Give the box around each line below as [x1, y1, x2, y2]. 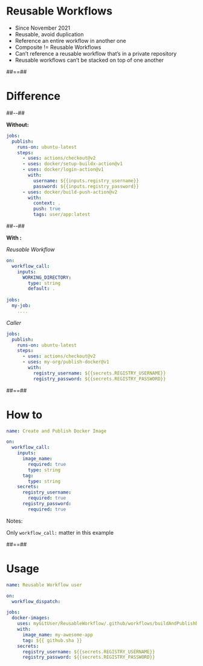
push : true [33, 206, 61, 212]
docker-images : [11, 615, 50, 621]
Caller [6, 319, 21, 326]
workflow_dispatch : [11, 598, 61, 604]
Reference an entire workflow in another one [14, 37, 126, 44]
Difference [6, 90, 60, 103]
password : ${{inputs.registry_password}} [33, 183, 139, 189]
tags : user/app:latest [33, 212, 91, 218]
